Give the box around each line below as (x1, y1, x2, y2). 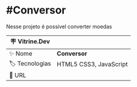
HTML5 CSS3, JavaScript (57, 60, 128, 68)
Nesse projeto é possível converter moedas (6, 23, 112, 30)
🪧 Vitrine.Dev (9, 37, 50, 45)
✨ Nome (9, 49, 32, 58)
